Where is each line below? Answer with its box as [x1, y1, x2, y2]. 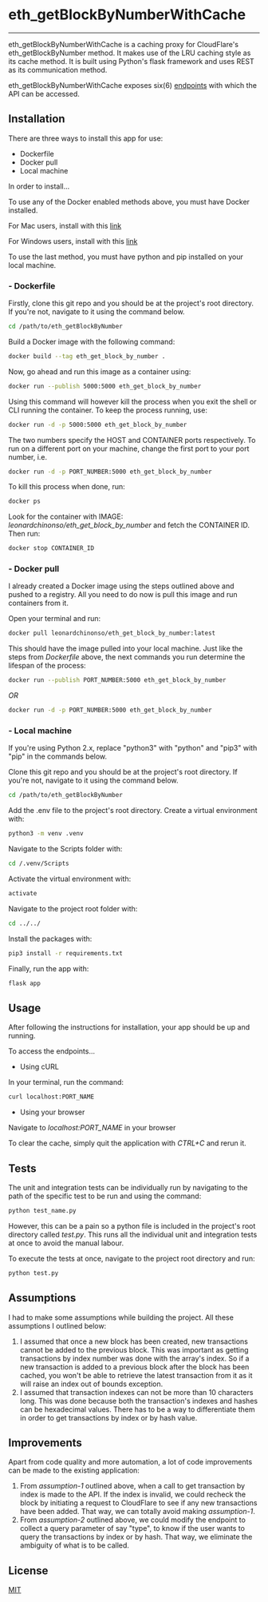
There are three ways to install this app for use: [8, 133, 164, 143]
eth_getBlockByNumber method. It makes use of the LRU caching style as [8, 48, 251, 58]
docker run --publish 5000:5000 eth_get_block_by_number [8, 382, 202, 390]
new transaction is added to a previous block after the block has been [19, 1361, 250, 1372]
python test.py [8, 1269, 59, 1277]
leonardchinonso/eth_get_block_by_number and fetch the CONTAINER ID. [8, 520, 250, 530]
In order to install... [8, 181, 70, 191]
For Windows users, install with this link [8, 236, 138, 245]
